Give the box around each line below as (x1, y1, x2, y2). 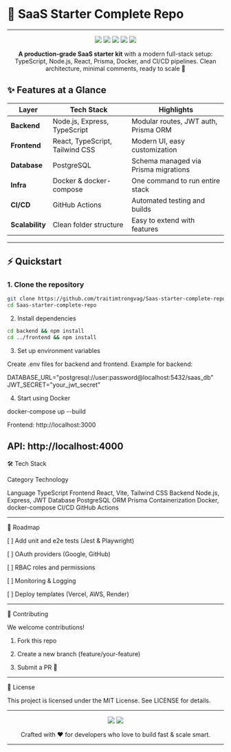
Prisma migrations (131, 165, 190, 174)
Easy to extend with (131, 215, 195, 225)
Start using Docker (16, 394, 71, 402)
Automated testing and (131, 196, 205, 205)
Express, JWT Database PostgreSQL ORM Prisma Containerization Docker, (7, 496, 219, 504)
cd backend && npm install (7, 327, 85, 335)
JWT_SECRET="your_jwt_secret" (7, 380, 101, 389)
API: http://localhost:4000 (7, 440, 124, 452)
